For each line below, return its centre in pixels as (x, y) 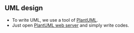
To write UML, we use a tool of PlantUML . (55, 20)
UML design (24, 8)
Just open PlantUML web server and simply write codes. (71, 25)
